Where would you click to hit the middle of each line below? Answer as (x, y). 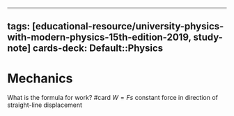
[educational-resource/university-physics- (128, 26)
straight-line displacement (45, 105)
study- (208, 37)
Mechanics (40, 78)
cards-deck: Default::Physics (98, 49)
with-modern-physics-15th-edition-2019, (99, 37)
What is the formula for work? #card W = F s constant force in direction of (112, 98)
